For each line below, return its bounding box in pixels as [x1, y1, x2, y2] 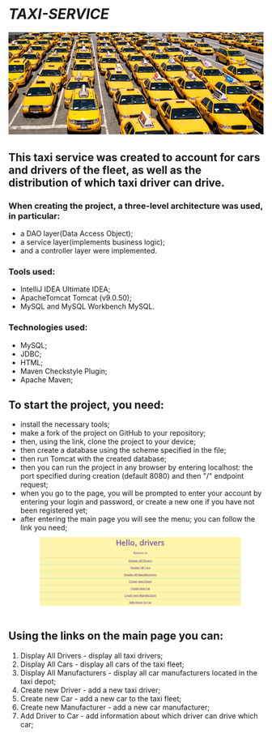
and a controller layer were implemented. [19, 245, 158, 255]
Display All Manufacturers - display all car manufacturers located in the [19, 667, 257, 677]
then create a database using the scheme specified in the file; [19, 445, 227, 455]
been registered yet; [19, 505, 88, 515]
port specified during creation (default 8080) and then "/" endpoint [19, 471, 244, 481]
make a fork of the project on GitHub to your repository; [19, 428, 206, 438]
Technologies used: [8, 322, 88, 333]
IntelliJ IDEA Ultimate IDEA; [19, 284, 111, 294]
